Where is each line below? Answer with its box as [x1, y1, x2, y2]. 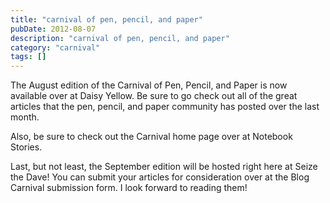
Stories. [10, 141, 43, 153]
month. [10, 111, 40, 123]
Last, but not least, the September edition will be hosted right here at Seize [10, 161, 318, 173]
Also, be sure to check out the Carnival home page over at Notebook [10, 131, 293, 143]
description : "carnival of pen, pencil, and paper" [10, 33, 230, 43]
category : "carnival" [10, 42, 101, 53]
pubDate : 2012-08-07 [10, 24, 97, 34]
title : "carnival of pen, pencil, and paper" [10, 14, 203, 25]
